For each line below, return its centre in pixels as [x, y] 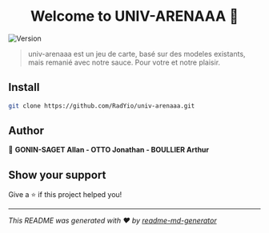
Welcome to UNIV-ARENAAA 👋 [134, 16]
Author [26, 131]
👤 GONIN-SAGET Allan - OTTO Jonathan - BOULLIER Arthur [109, 150]
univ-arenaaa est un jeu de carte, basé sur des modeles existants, [137, 53]
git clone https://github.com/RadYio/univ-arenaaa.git [102, 106]
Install [24, 87]
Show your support [57, 175]
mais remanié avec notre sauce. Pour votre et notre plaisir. [124, 62]
